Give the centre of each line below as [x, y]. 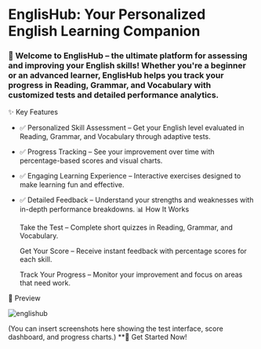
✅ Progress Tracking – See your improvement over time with [117, 152]
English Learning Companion [104, 31]
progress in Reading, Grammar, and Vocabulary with [110, 86]
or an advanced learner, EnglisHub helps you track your [116, 75]
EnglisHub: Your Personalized [107, 15]
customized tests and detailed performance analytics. [114, 95]
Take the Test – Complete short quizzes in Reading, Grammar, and [126, 228]
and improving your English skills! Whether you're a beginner [127, 66]
